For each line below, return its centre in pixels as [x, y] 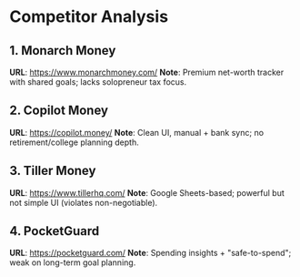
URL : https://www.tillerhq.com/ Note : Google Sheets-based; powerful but [147, 192]
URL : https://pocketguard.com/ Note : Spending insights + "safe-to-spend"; [150, 253]
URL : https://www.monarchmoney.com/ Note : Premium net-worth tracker [147, 72]
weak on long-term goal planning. [73, 262]
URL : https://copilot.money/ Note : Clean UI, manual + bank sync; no [137, 132]
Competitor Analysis [89, 17]
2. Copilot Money [59, 111]
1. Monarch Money [63, 51]
